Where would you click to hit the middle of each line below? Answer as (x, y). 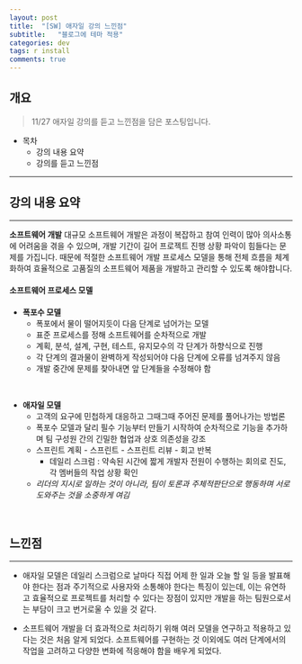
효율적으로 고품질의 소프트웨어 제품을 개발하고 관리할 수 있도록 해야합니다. (163, 268)
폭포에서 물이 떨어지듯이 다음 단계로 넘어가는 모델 (122, 323)
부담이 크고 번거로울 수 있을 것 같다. (94, 609)
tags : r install (40, 51)
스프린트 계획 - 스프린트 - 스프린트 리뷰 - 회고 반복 (124, 450)
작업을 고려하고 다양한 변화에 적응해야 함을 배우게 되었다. (122, 651)
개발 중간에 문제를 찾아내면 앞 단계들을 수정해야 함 (123, 368)
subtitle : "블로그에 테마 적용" (67, 34)
